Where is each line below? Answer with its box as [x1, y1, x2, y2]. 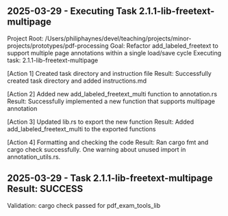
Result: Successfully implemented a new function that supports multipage [7, 97, 216, 105]
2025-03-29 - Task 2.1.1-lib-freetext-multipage [7, 172, 214, 184]
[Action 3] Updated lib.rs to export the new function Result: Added [7, 118, 194, 126]
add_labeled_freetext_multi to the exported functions [7, 124, 156, 133]
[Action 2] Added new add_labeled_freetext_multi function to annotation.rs [7, 90, 218, 98]
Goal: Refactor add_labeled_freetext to [110, 41, 219, 50]
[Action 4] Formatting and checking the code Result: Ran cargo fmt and [7, 138, 209, 146]
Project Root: [7, 34, 44, 42]
